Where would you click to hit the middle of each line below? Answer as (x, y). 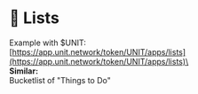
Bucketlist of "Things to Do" (60, 80)
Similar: (24, 71)
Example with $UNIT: (48, 43)
